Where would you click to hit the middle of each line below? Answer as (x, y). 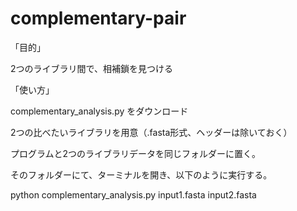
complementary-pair (98, 18)
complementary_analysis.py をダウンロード (99, 111)
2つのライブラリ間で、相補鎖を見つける (91, 68)
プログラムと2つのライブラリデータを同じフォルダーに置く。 (136, 153)
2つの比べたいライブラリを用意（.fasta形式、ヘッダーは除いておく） (151, 132)
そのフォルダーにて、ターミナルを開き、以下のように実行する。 (141, 174)
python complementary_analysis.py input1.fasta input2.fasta (133, 194)
